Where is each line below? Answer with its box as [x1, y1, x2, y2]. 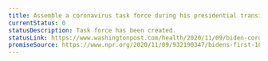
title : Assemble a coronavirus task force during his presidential [8, 11, 238, 20]
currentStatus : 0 [8, 19, 66, 27]
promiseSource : [8, 41, 59, 49]
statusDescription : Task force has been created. [8, 26, 177, 34]
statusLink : [8, 33, 48, 42]
